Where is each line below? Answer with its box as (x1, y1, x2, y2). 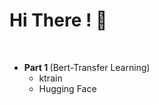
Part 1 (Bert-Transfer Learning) (23, 61, 151, 73)
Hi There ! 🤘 (9, 9, 108, 32)
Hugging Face (38, 82, 97, 94)
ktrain (38, 72, 63, 84)
